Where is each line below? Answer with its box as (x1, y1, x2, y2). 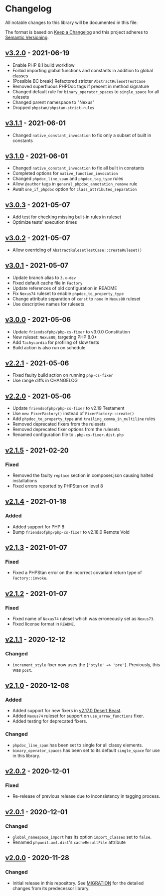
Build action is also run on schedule (12, 344, 86, 350)
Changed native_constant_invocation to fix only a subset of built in (12, 132, 152, 138)
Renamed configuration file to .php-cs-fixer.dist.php (12, 432, 124, 438)
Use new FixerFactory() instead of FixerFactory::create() (12, 411, 135, 417)
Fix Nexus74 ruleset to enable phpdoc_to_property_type (12, 290, 124, 297)
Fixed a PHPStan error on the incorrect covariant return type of (12, 570, 142, 576)
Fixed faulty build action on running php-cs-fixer (12, 372, 114, 378)
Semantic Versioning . (5, 34, 49, 40)
